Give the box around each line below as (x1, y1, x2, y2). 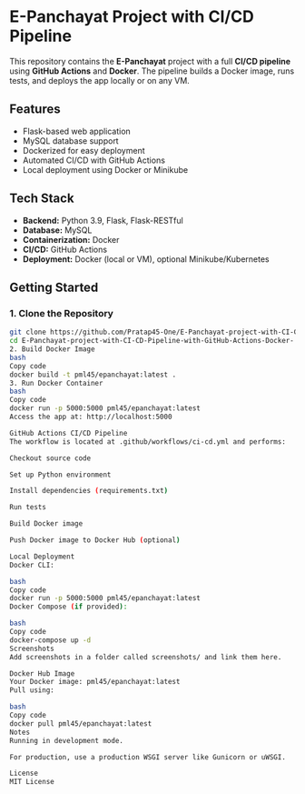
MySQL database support (22, 135, 120, 146)
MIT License (9, 778, 54, 787)
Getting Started (9, 279, 99, 295)
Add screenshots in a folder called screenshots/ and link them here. (9, 652, 282, 661)
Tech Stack (9, 191, 74, 206)
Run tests (9, 503, 47, 512)
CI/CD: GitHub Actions (22, 244, 107, 255)
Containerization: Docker (22, 234, 120, 245)
